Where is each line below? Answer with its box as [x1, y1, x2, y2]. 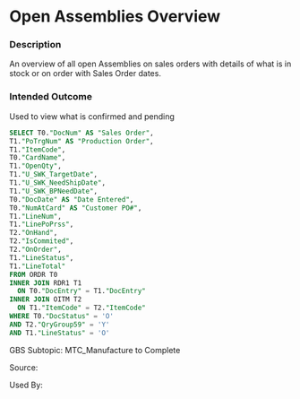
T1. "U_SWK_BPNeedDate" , [9, 186, 99, 195]
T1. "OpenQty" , [9, 161, 63, 171]
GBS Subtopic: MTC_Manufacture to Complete [9, 344, 181, 355]
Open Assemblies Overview [9, 6, 221, 27]
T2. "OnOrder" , [9, 245, 63, 255]
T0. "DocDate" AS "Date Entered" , [9, 195, 134, 204]
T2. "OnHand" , [9, 229, 58, 238]
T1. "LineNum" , [9, 212, 63, 221]
